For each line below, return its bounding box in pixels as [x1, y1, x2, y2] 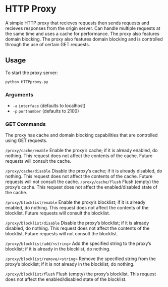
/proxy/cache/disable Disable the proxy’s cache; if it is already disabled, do [5, 168, 162, 174]
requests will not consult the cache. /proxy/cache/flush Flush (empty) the [5, 178, 159, 185]
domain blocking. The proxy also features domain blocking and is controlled [5, 36, 163, 42]
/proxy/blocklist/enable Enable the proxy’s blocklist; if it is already [5, 199, 146, 205]
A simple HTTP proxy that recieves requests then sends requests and [5, 20, 150, 26]
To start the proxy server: [5, 69, 58, 76]
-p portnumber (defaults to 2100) [12, 108, 79, 114]
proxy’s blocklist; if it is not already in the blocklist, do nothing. [5, 261, 135, 267]
